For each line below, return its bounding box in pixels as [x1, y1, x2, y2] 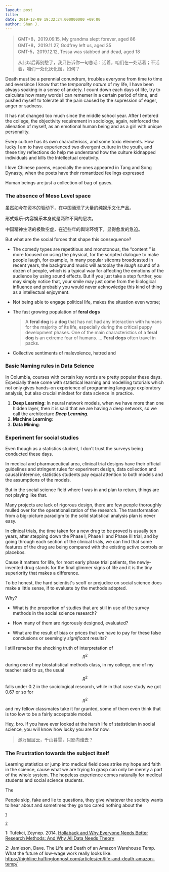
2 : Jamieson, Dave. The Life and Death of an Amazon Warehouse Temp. [5, 845, 156, 851]
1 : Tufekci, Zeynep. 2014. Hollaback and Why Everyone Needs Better [5, 830, 148, 836]
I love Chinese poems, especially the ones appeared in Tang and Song [5, 165, 152, 171]
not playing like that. [5, 492, 48, 498]
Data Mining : [12, 421, 40, 427]
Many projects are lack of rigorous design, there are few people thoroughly [5, 502, 162, 508]
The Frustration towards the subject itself [5, 750, 110, 757]
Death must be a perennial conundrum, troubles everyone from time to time [5, 76, 163, 82]
